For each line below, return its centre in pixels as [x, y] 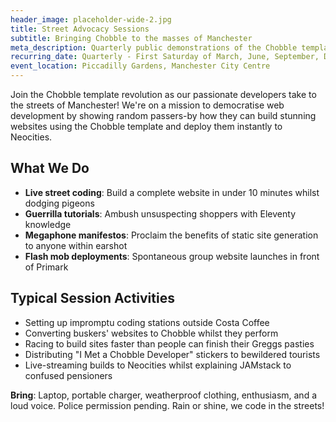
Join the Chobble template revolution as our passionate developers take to [163, 94]
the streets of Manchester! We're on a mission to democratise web [147, 105]
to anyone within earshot [76, 245]
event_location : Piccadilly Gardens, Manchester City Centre [140, 66]
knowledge [48, 224]
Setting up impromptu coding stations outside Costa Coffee [147, 322]
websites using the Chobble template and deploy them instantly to [146, 126]
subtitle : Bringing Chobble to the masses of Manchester [131, 38]
